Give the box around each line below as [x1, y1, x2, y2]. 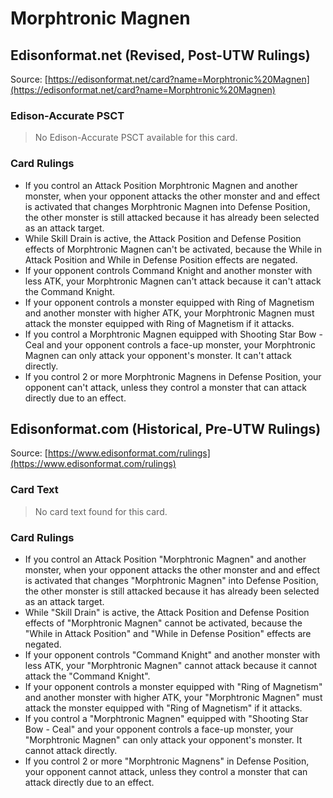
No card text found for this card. [34, 505, 168, 517]
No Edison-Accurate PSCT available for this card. [34, 132, 238, 144]
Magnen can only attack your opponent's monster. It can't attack [24, 349, 292, 361]
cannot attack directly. [24, 745, 118, 756]
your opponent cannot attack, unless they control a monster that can [24, 766, 308, 777]
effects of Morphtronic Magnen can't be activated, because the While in [24, 243, 322, 255]
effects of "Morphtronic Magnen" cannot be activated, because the [24, 617, 303, 629]
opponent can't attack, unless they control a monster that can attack [24, 381, 307, 393]
